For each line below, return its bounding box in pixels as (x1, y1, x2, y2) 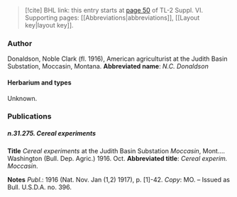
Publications (7, 112, 52, 121)
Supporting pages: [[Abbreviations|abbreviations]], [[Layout (24, 13, 200, 22)
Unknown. (7, 94, 38, 102)
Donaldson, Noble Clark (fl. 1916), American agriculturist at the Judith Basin (7, 54, 228, 63)
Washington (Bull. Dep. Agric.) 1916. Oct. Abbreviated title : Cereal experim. (7, 155, 228, 163)
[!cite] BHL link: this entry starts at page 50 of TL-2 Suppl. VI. (24, 6, 204, 14)
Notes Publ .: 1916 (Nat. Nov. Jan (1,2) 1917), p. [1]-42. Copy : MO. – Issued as (7, 176, 231, 184)
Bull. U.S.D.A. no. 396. (7, 183, 72, 191)
